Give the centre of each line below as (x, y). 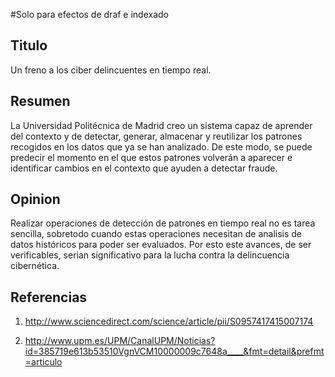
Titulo (29, 45)
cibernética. (35, 266)
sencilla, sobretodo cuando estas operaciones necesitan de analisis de (156, 234)
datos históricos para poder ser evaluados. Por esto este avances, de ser (161, 245)
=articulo (43, 362)
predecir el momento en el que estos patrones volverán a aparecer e (151, 157)
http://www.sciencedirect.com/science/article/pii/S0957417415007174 (169, 321)
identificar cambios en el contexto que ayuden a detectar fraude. (144, 168)
